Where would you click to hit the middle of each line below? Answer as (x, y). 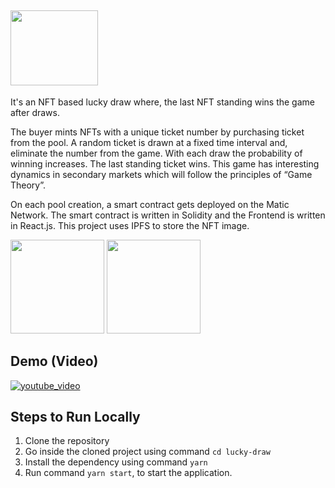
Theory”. (28, 185)
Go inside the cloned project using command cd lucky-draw (147, 452)
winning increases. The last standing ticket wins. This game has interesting (165, 163)
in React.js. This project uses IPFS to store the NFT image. (130, 225)
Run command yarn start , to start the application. (128, 473)
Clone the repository (67, 441)
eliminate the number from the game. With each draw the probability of (156, 153)
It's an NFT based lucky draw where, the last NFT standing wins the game (162, 102)
